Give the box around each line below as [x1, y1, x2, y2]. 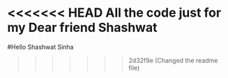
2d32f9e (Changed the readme [128, 56, 218, 64]
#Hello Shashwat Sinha [7, 42, 74, 51]
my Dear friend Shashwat [7, 19, 158, 36]
